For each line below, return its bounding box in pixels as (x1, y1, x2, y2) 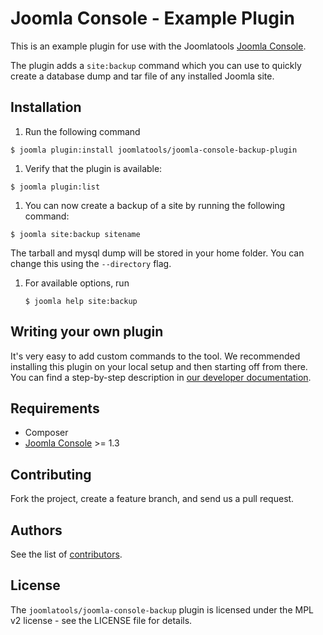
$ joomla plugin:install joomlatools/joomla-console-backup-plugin (10, 145, 298, 155)
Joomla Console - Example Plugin (10, 7, 295, 30)
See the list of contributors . (10, 548, 123, 560)
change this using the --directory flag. (10, 257, 172, 269)
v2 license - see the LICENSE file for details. (10, 614, 193, 626)
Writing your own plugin (10, 323, 164, 341)
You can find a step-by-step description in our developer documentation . (10, 371, 312, 383)
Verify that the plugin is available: (24, 162, 163, 174)
